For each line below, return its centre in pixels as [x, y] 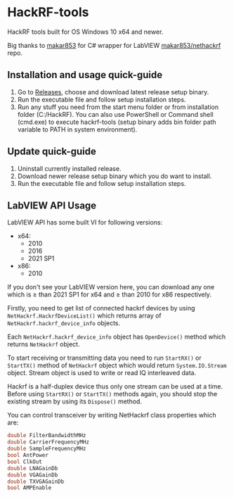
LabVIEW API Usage [52, 205]
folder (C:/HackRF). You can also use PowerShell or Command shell [115, 114]
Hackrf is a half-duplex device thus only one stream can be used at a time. [115, 386]
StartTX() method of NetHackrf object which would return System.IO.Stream [117, 365]
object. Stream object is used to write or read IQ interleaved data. [102, 373]
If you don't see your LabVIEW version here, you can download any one [111, 287]
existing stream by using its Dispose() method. [75, 401]
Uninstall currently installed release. [69, 168]
